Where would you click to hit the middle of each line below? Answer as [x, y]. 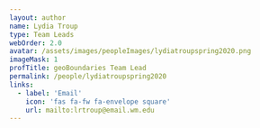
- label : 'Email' [50, 93]
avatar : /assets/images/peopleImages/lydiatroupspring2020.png [130, 51]
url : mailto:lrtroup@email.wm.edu [90, 110]
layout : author [38, 18]
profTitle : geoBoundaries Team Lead [78, 69]
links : [22, 85]
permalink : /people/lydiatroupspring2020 [88, 77]
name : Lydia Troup [44, 26]
